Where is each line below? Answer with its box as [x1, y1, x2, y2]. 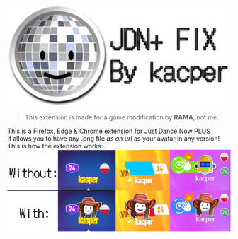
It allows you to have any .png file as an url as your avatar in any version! [7, 134, 220, 143]
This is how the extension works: [7, 142, 103, 151]
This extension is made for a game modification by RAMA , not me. [24, 113, 220, 122]
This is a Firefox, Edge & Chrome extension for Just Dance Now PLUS [7, 127, 211, 136]
